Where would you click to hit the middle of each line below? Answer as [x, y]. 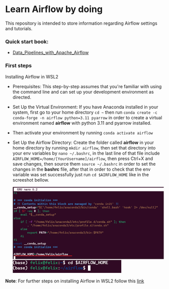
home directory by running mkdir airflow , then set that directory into [84, 148]
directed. [22, 97]
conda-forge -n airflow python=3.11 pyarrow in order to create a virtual [87, 117]
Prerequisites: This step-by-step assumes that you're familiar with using [87, 86]
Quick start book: [27, 41]
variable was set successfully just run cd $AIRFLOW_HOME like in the [81, 174]
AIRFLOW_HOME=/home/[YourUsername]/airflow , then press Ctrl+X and [83, 158]
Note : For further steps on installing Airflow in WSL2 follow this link [75, 281]
